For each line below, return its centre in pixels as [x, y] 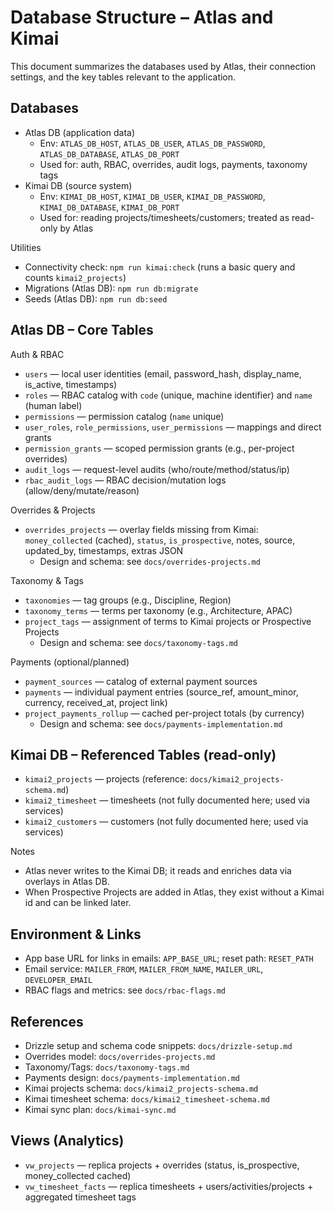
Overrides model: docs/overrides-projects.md [120, 1056]
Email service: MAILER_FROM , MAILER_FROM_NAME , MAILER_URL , [144, 969]
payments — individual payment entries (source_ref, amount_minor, [161, 692]
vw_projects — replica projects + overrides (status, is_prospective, [162, 1165]
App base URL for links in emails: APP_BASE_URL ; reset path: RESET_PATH [169, 958]
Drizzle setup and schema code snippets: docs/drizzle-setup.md [158, 1045]
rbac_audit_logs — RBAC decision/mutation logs [125, 480]
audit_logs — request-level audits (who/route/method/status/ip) [157, 469]
